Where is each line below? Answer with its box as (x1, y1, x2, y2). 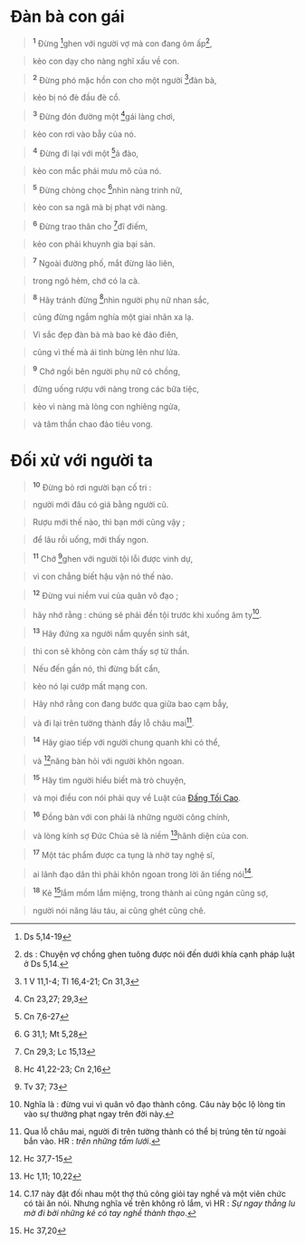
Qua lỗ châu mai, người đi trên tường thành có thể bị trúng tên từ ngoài (23, 1125, 287, 1136)
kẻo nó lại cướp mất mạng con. (32, 681, 148, 692)
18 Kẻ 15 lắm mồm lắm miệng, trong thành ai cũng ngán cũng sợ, (32, 886, 269, 898)
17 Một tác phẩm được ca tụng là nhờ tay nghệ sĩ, (32, 848, 215, 860)
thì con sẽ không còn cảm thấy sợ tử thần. (32, 646, 190, 657)
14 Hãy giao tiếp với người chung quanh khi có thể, (32, 735, 221, 748)
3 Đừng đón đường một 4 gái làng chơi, (32, 110, 176, 121)
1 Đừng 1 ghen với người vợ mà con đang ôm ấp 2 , (32, 36, 213, 49)
